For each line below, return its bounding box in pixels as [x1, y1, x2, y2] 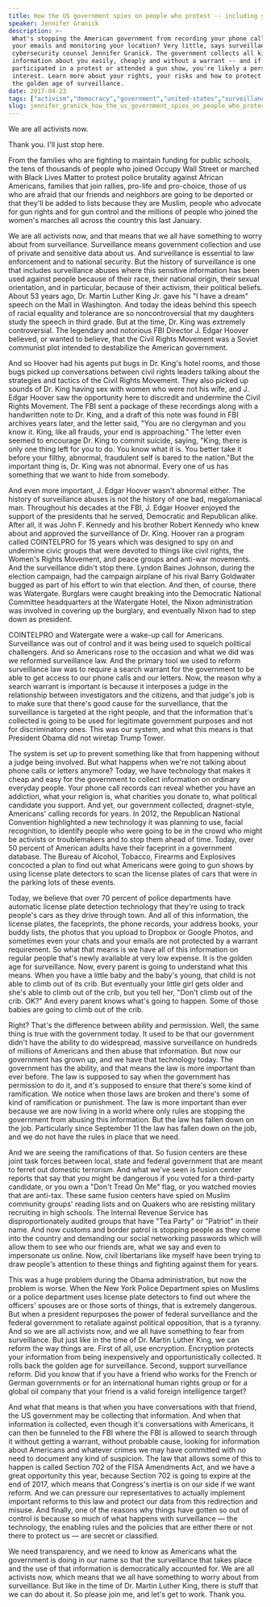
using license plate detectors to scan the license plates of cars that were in [8, 869, 257, 879]
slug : [8, 102, 27, 110]
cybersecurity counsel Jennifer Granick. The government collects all [11, 49, 254, 57]
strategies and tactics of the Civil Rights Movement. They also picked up [8, 376, 248, 385]
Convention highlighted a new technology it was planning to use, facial [8, 818, 244, 827]
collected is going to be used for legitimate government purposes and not [8, 716, 253, 726]
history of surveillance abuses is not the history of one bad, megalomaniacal [8, 494, 262, 504]
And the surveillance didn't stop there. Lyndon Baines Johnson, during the [8, 563, 256, 573]
